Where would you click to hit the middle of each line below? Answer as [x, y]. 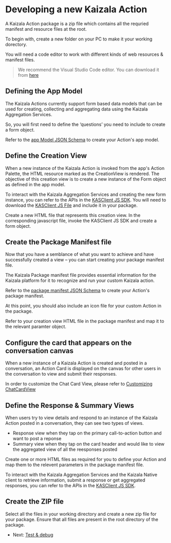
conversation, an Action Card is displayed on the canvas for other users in [83, 368]
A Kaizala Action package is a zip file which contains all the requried [77, 24]
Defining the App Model [44, 91]
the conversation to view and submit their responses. [61, 374]
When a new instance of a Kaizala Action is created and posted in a [76, 363]
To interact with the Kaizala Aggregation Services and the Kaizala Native [81, 475]
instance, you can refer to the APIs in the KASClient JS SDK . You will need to [86, 200]
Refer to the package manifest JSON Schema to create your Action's [77, 291]
